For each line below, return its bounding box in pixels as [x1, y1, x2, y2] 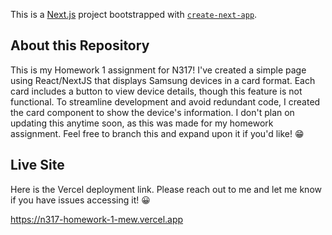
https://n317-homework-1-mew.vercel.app [10, 213, 184, 225]
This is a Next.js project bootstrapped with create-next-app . [10, 9, 258, 20]
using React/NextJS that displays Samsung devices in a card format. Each [10, 74, 316, 86]
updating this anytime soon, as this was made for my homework [10, 117, 274, 129]
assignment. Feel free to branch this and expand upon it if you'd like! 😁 [10, 127, 305, 139]
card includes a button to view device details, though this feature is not [10, 85, 303, 97]
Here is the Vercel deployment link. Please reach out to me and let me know [10, 183, 322, 195]
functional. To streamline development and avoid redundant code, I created [10, 95, 321, 108]
